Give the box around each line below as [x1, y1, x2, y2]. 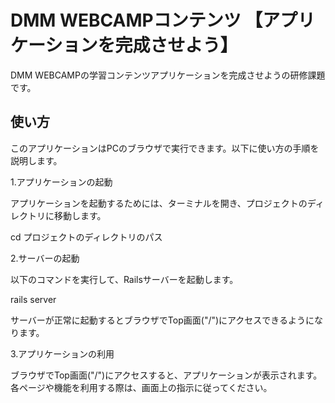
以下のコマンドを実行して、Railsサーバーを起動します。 [10, 273, 239, 285]
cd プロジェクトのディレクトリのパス [10, 231, 163, 243]
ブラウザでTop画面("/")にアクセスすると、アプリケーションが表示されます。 [10, 369, 323, 381]
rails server [10, 293, 57, 305]
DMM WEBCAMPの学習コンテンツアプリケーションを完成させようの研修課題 [10, 69, 326, 81]
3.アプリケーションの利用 [10, 347, 115, 360]
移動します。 [53, 209, 107, 221]
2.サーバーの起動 [10, 252, 80, 264]
